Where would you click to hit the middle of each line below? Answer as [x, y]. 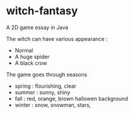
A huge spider [32, 56]
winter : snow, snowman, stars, [53, 104]
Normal [24, 50]
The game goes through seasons [47, 74]
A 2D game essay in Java [37, 27]
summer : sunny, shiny [42, 92]
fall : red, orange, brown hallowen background [71, 99]
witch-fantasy [42, 11]
